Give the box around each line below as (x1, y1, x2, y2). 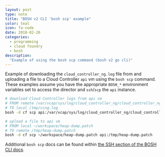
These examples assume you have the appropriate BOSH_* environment (5, 82, 148, 88)
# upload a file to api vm (5, 119, 60, 124)
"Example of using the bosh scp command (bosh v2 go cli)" (9, 58, 133, 63)
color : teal (5, 21, 29, 26)
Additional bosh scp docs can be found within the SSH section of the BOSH (5, 141, 157, 148)
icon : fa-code (5, 26, 34, 31)
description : (5, 53, 32, 58)
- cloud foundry (9, 44, 43, 49)
